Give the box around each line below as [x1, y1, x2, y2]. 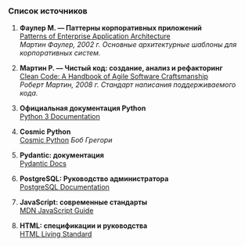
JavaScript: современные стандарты [19, 197, 147, 207]
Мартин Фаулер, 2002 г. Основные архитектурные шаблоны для [19, 40, 237, 49]
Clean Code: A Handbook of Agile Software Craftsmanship [19, 72, 209, 81]
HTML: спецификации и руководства [19, 221, 148, 230]
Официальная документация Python [19, 103, 146, 113]
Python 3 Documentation [19, 112, 100, 121]
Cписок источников [8, 5, 88, 16]
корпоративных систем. [19, 49, 101, 58]
